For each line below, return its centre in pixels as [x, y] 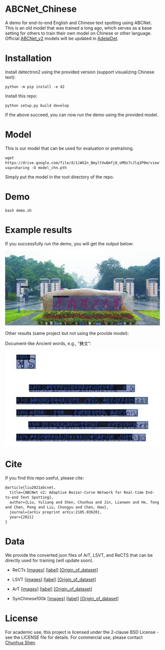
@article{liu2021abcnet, [30, 487]
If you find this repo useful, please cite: [45, 478]
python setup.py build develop [37, 105]
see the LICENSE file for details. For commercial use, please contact [74, 637]
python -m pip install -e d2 [35, 87]
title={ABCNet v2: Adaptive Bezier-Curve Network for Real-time [77, 492]
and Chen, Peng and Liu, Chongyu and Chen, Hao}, [57, 507]
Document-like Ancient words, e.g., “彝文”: [48, 343]
